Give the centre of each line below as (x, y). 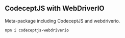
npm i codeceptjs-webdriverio (37, 30)
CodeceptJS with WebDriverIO (55, 8)
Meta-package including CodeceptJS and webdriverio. (62, 21)
